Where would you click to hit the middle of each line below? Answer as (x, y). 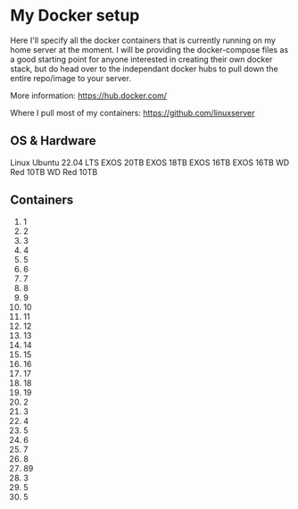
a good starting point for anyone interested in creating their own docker (141, 59)
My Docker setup (75, 16)
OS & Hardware (53, 141)
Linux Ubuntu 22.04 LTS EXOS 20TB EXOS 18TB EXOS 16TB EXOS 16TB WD (150, 163)
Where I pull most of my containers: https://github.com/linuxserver (132, 113)
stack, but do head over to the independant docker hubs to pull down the (145, 69)
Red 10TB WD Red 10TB (54, 171)
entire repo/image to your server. (71, 78)
